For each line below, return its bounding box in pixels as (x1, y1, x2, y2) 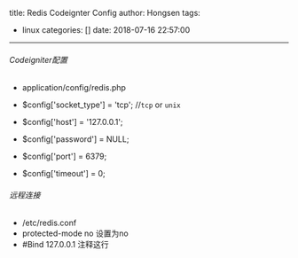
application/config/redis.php (21, 82, 127, 93)
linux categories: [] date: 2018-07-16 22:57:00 (21, 25, 191, 35)
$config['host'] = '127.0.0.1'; (21, 117, 123, 128)
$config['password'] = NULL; (21, 134, 129, 145)
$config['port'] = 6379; (21, 151, 107, 162)
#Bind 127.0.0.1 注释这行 (21, 239, 109, 250)
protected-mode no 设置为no (21, 228, 129, 238)
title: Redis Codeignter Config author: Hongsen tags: (9, 8, 201, 18)
